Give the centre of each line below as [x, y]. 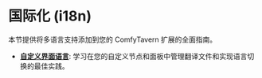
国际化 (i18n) [50, 16]
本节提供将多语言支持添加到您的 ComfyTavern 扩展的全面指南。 [113, 39]
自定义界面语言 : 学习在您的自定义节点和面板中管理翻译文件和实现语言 [133, 56]
